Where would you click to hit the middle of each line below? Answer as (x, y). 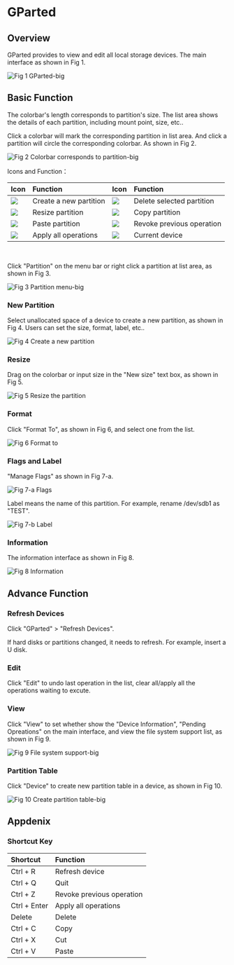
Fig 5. (15, 382)
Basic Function (40, 98)
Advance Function (48, 593)
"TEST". (19, 511)
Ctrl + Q (24, 882)
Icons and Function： (38, 171)
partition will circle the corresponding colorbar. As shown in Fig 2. (102, 143)
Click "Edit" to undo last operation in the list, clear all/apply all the (101, 683)
